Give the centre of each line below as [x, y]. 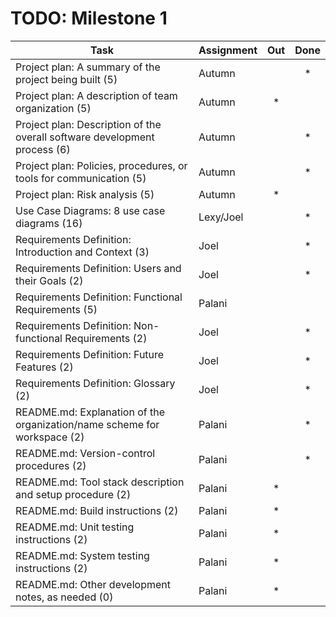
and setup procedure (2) [73, 494]
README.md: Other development [93, 584]
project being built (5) [66, 79]
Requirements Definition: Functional [99, 297]
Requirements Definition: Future [90, 354]
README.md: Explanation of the [90, 412]
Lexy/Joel [221, 217]
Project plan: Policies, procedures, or [101, 165]
